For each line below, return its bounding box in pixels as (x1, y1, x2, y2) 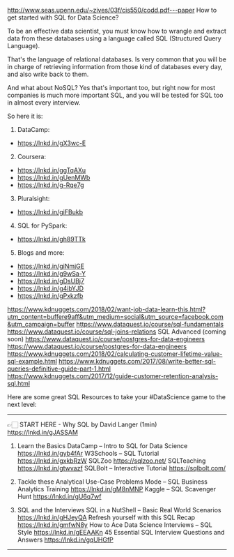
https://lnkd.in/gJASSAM (7, 429, 79, 436)
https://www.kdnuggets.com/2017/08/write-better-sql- (58, 357, 217, 365)
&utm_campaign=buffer (7, 320, 75, 328)
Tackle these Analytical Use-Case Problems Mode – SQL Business (17, 477, 208, 486)
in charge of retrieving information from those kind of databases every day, (7, 63, 223, 70)
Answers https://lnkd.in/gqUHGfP (17, 535, 114, 544)
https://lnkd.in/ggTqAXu (17, 166, 86, 174)
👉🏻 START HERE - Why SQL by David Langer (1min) (7, 420, 157, 429)
